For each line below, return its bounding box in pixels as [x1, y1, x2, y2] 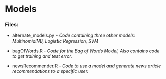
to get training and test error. [12, 53, 73, 59]
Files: [5, 21, 19, 28]
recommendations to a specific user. [12, 68, 89, 74]
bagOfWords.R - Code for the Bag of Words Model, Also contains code [12, 48, 160, 54]
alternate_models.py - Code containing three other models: [12, 32, 136, 38]
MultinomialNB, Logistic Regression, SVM [12, 38, 99, 44]
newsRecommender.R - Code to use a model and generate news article [12, 63, 161, 69]
